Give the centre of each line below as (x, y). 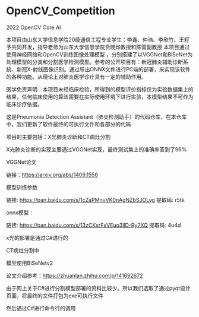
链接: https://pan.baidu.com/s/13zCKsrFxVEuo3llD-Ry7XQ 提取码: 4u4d (94, 225)
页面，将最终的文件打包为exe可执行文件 (55, 296)
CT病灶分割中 (23, 250)
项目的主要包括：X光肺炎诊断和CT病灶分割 (59, 137)
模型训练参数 (22, 187)
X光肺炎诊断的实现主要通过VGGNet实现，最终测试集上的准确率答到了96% (97, 149)
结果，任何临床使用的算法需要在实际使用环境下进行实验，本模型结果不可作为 (100, 97)
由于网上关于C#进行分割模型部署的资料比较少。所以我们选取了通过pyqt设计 (99, 288)
